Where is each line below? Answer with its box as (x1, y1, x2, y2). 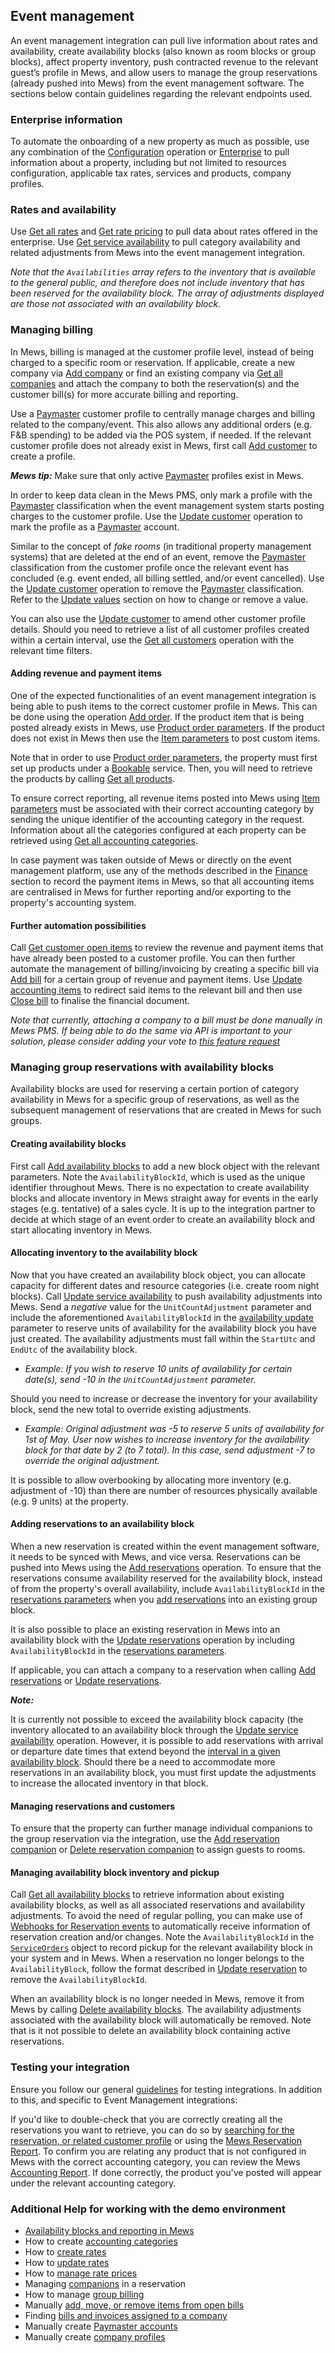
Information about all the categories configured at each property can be (10, 824, 307, 836)
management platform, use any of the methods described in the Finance (10, 864, 308, 876)
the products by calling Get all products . (10, 772, 176, 784)
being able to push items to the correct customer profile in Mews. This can (10, 700, 318, 712)
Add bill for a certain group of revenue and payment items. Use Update (10, 974, 303, 986)
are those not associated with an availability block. (10, 298, 222, 310)
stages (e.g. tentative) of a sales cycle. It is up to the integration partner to (10, 1202, 316, 1214)
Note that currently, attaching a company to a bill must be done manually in (10, 1014, 323, 1026)
